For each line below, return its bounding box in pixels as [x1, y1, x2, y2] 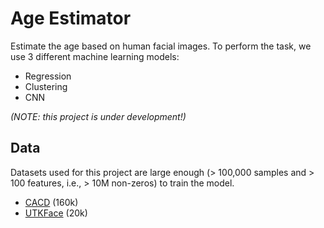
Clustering [24, 80, 68, 92]
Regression [24, 70, 72, 82]
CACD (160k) [24, 196, 79, 208]
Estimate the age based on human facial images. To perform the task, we [10, 40, 312, 52]
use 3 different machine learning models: [10, 50, 180, 62]
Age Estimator [10, 7, 132, 30]
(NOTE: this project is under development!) [10, 110, 187, 122]
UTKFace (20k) [24, 207, 88, 219]
